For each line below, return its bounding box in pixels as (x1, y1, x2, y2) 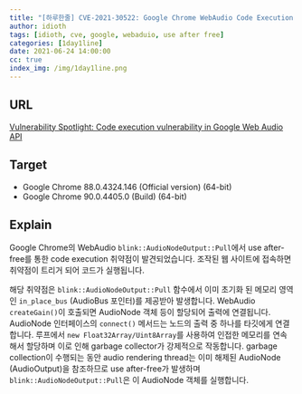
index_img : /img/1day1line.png (9, 64, 127, 73)
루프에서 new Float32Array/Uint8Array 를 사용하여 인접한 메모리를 (35, 330, 271, 341)
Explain (9, 216, 52, 232)
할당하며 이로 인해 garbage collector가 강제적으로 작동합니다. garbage (25, 341, 278, 351)
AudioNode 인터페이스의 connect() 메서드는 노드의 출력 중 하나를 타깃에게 (9, 318, 274, 329)
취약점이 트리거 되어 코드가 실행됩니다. (9, 264, 145, 276)
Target (9, 158, 48, 173)
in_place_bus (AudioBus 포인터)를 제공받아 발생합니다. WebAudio (18, 295, 256, 306)
